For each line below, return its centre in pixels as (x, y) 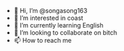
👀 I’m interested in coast (48, 18)
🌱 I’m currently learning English (59, 25)
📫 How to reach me (42, 40)
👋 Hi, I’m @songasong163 (51, 11)
